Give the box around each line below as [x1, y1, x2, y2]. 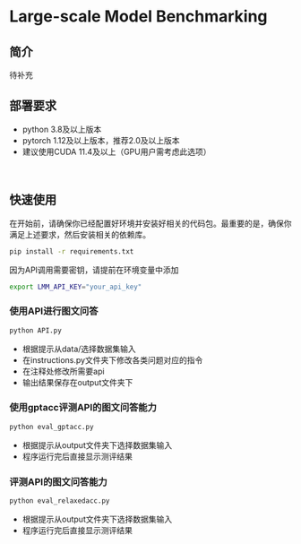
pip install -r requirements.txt [9, 246, 134, 256]
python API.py [9, 325, 63, 335]
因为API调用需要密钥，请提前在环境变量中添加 [9, 264, 179, 275]
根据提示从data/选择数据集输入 [21, 343, 136, 354]
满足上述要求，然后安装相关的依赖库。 [9, 229, 150, 239]
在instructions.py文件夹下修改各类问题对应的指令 [21, 354, 203, 365]
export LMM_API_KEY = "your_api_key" [9, 282, 142, 291]
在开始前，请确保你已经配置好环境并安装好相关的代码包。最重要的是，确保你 [9, 218, 292, 229]
